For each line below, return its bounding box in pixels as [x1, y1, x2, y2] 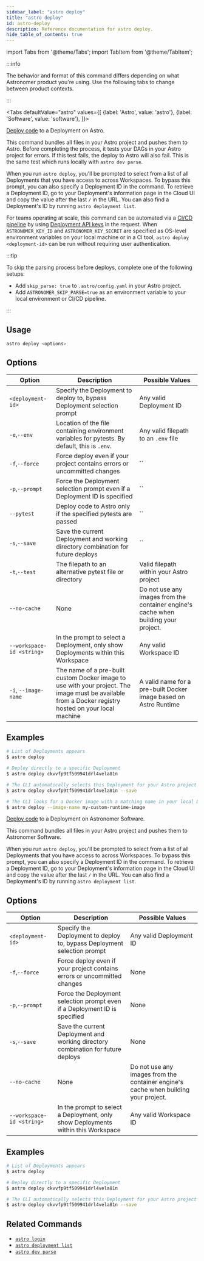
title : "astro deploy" [6, 15, 64, 21]
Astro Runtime [139, 700, 180, 708]
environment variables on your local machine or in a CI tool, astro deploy [6, 234, 189, 241]
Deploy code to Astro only [56, 501, 131, 510]
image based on [139, 692, 185, 701]
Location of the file [56, 419, 110, 427]
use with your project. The [56, 681, 131, 689]
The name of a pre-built [56, 666, 125, 674]
